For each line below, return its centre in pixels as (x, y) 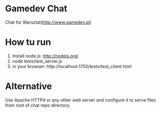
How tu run (28, 42)
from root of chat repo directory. (38, 105)
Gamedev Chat (36, 9)
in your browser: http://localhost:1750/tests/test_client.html (72, 66)
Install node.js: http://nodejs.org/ (45, 56)
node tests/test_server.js (37, 61)
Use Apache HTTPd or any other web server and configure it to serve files (80, 100)
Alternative (29, 86)
